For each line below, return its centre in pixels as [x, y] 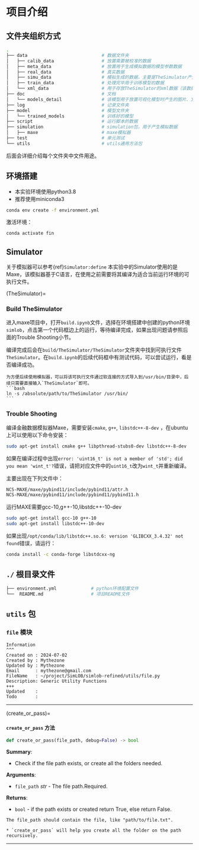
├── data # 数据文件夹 [68, 55]
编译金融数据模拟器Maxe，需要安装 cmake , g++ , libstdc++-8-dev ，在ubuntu [97, 427]
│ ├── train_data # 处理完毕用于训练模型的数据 [85, 83]
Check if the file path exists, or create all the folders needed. [89, 763]
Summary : [19, 752]
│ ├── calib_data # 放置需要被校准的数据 [78, 61]
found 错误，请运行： [31, 544]
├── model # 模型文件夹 [68, 110]
